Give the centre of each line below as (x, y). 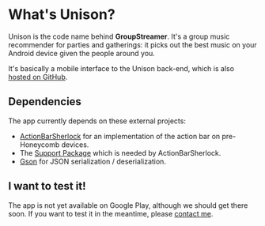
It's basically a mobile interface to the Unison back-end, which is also (121, 68)
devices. (75, 145)
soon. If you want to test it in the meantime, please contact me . (111, 213)
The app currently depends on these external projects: (97, 121)
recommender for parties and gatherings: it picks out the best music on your (132, 44)
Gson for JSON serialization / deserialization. (93, 161)
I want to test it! (47, 186)
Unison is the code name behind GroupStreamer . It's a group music (119, 36)
